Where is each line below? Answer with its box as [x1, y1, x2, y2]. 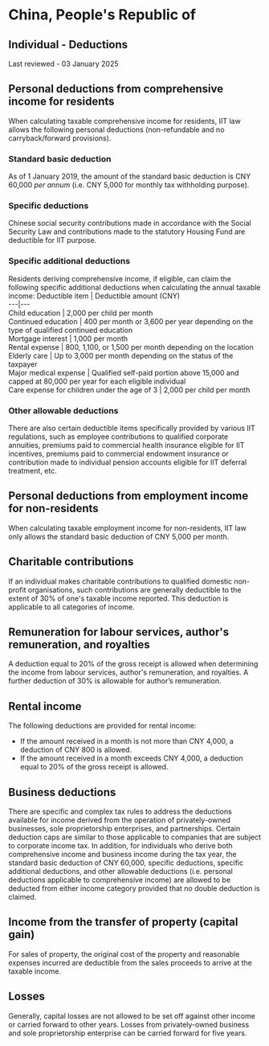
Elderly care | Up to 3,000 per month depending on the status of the [8, 351, 234, 360]
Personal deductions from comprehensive [8, 82, 223, 96]
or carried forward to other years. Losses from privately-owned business [8, 1019, 250, 1029]
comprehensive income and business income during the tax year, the [8, 850, 237, 859]
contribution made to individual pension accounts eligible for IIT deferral [8, 457, 247, 467]
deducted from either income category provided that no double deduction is [8, 884, 260, 893]
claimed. [8, 892, 37, 902]
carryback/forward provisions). [8, 133, 112, 142]
